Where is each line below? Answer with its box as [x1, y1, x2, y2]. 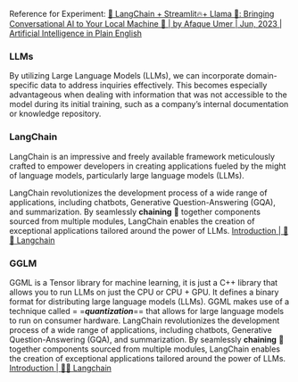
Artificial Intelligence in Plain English [9, 28, 143, 38]
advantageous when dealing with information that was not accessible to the [9, 89, 287, 100]
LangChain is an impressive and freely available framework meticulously [9, 151, 275, 162]
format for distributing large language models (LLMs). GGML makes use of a [9, 295, 290, 307]
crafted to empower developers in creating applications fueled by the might [9, 161, 286, 171]
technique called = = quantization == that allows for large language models [9, 305, 284, 316]
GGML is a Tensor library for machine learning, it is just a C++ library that [9, 277, 278, 287]
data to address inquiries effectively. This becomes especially [40, 80, 268, 91]
